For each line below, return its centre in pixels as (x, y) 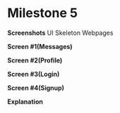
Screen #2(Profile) (35, 60)
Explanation (25, 102)
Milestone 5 (42, 13)
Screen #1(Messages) (40, 46)
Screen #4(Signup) (36, 87)
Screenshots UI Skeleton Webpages (60, 33)
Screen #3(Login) (34, 74)
